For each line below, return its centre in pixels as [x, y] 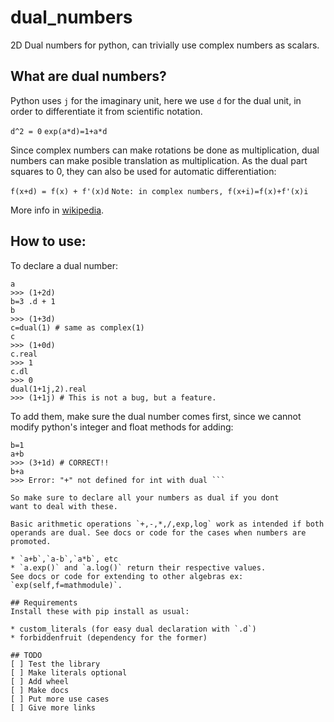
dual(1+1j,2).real [48, 389]
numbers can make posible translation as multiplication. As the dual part [159, 160]
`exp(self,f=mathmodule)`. [66, 585]
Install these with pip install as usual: [100, 611]
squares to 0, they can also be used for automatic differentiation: [143, 171]
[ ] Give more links [53, 707]
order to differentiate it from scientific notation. [106, 111]
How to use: [48, 241]
